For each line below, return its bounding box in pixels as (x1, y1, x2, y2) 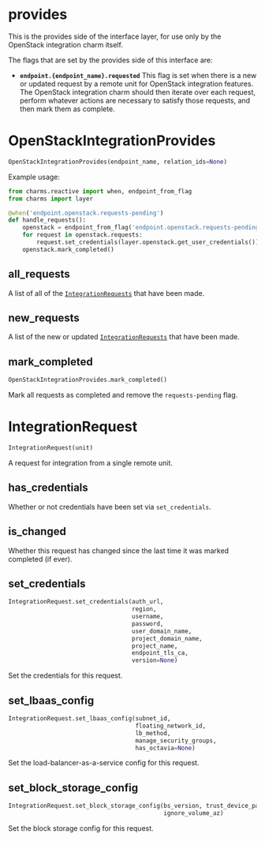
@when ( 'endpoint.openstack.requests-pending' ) (8, 209, 164, 217)
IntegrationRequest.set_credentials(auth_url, (8, 598, 164, 606)
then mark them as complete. (19, 104, 116, 114)
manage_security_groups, (135, 736, 217, 745)
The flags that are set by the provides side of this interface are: (8, 55, 213, 65)
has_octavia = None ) (135, 744, 196, 752)
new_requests (8, 311, 80, 324)
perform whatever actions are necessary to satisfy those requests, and (19, 95, 251, 105)
